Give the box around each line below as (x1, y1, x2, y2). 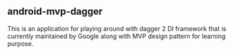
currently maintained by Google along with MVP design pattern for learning (7, 32, 226, 40)
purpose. (7, 39, 34, 48)
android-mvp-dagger (7, 6, 103, 18)
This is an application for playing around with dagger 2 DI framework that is (7, 24, 227, 32)
